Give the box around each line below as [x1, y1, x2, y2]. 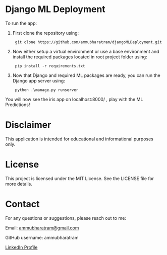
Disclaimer [5, 119, 51, 131]
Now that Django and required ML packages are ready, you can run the [12, 72, 160, 78]
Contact [5, 199, 40, 210]
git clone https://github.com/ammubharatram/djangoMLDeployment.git [15, 39, 162, 45]
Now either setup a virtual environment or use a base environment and [12, 48, 159, 54]
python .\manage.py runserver [15, 87, 79, 93]
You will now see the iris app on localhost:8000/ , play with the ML [5, 96, 143, 102]
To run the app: [5, 20, 37, 26]
